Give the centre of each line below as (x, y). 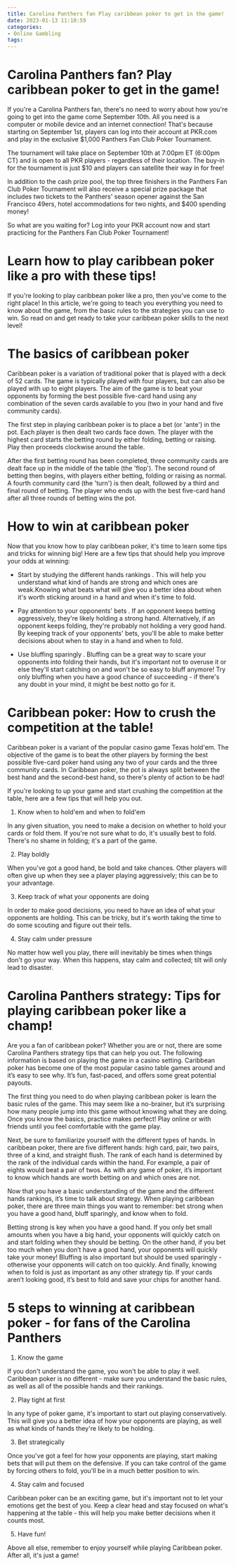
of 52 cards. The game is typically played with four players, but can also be (116, 380)
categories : (25, 27)
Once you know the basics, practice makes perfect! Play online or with (109, 1119)
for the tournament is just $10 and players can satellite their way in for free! (116, 168)
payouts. (20, 1083)
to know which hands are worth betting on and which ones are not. (104, 1177)
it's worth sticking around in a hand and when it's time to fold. (107, 597)
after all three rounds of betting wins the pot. (72, 498)
